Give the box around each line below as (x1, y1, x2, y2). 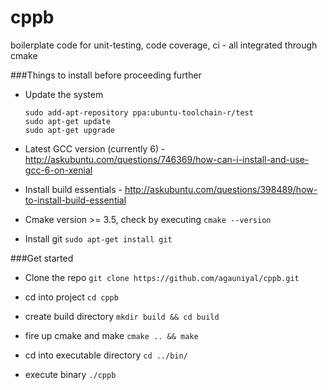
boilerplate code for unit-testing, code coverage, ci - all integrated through (10, 39, 318, 51)
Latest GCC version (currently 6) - (24, 142, 166, 155)
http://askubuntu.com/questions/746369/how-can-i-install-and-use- (24, 153, 310, 165)
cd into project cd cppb (24, 291, 119, 303)
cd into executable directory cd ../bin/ (24, 349, 188, 361)
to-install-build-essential (24, 194, 127, 206)
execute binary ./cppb (24, 368, 117, 380)
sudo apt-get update (24, 116, 111, 126)
